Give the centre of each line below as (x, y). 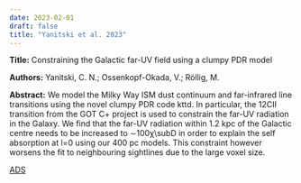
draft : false (34, 26)
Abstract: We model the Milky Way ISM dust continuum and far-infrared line (151, 95)
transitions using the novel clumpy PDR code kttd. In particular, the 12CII (143, 105)
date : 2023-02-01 (42, 18)
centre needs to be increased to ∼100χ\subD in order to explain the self (142, 133)
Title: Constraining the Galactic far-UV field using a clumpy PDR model (141, 60)
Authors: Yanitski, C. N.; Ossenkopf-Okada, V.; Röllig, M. (114, 78)
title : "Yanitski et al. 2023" (68, 34)
